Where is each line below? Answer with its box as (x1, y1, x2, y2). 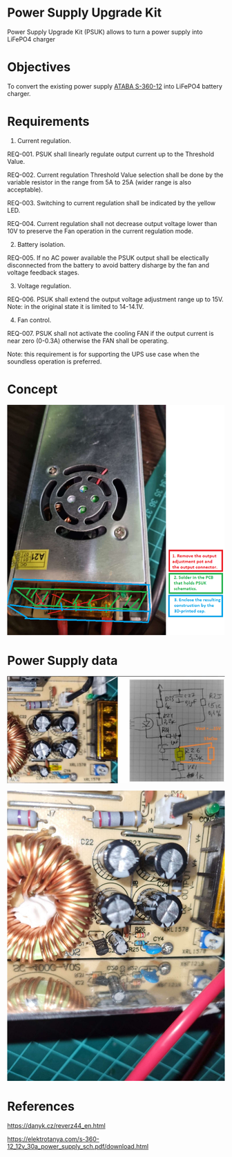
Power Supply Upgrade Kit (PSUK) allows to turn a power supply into (7, 28, 203, 36)
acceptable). (7, 185, 43, 194)
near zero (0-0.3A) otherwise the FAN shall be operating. (7, 337, 169, 345)
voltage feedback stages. (7, 268, 79, 276)
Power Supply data (7, 653, 118, 668)
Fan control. (17, 316, 52, 324)
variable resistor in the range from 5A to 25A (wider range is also (7, 178, 192, 186)
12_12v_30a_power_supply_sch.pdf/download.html (7, 1142, 149, 1150)
